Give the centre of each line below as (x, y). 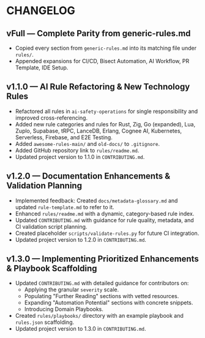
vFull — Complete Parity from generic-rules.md (99, 33)
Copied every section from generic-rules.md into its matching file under (106, 48)
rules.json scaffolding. (45, 322)
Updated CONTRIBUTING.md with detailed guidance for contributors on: (102, 283)
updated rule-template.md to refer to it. (65, 207)
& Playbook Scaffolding (52, 268)
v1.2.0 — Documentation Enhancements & (88, 176)
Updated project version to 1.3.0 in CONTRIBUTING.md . (80, 329)
